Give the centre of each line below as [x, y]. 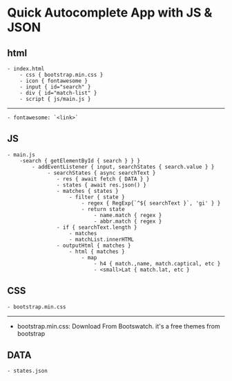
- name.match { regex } [128, 215]
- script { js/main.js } [55, 99]
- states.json [28, 371]
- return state [103, 209]
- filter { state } [97, 197]
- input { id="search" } [55, 87]
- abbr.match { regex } [128, 221]
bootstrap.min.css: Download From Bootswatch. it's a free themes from [118, 326]
